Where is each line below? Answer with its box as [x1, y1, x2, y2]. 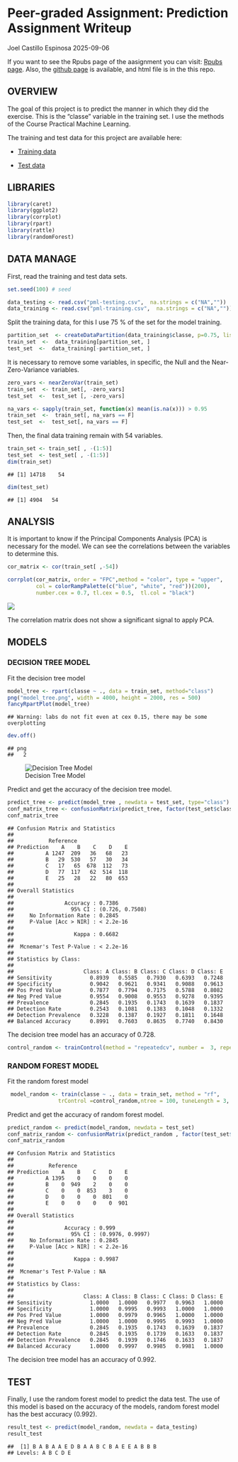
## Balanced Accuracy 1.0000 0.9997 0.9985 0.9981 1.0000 [7, 1343, 223, 1350]
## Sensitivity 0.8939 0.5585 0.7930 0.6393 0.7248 [7, 974, 223, 981]
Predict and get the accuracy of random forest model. [7, 1110, 164, 1119]
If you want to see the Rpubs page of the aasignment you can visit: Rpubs [7, 57, 223, 65]
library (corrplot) [7, 213, 62, 221]
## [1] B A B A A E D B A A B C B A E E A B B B [7, 1443, 157, 1450]
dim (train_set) [7, 458, 52, 465]
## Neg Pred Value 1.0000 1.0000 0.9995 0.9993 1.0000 [7, 1318, 223, 1325]
